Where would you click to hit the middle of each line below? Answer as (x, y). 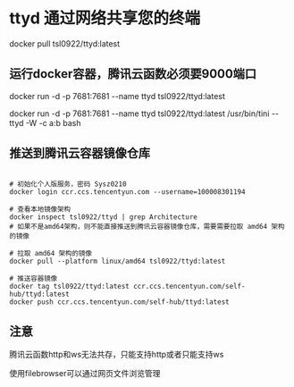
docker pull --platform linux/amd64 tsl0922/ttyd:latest (118, 261)
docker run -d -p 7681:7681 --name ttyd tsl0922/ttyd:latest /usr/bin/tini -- (144, 114)
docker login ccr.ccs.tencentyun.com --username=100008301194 (127, 192)
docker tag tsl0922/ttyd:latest (69, 286)
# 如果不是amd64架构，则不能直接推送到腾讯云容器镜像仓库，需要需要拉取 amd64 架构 (147, 226)
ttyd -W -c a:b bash (46, 122)
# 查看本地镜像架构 (40, 209)
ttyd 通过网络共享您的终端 (105, 18)
